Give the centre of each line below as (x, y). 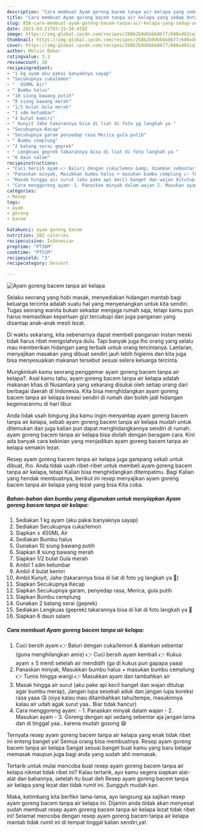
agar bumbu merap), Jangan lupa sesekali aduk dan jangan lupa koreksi (104, 691)
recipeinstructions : (33, 163)
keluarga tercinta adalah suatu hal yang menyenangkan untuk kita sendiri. (98, 304)
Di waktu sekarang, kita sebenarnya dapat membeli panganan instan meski (100, 335)
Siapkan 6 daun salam (43, 616)
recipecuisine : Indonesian (40, 241)
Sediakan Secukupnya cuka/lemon (58, 527)
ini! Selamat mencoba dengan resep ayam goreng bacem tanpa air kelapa (98, 816)
